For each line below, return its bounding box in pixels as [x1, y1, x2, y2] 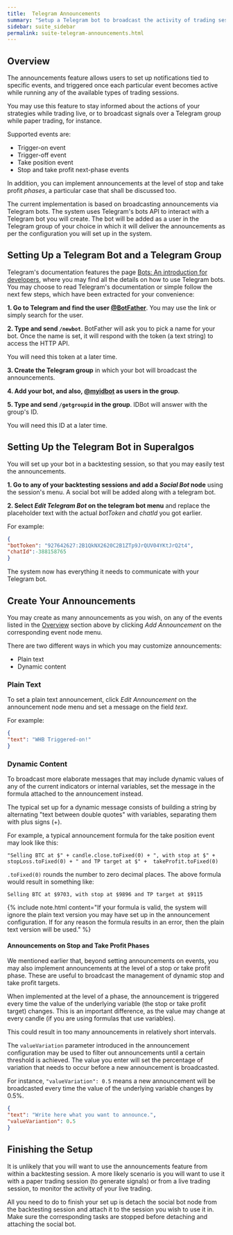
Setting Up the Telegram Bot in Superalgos [7, 442, 195, 453]
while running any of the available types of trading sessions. [7, 88, 179, 97]
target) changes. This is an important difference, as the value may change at [7, 1007, 225, 1016]
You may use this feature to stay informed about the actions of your [7, 102, 200, 110]
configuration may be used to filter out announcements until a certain [7, 1049, 205, 1057]
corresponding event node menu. [7, 628, 103, 636]
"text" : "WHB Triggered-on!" [7, 737, 92, 743]
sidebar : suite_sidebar [7, 23, 76, 30]
